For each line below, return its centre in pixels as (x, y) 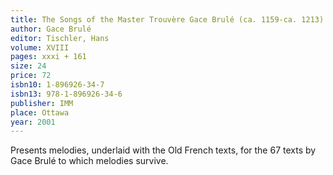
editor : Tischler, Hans (60, 38)
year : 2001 (33, 122)
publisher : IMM (42, 103)
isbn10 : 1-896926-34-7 (57, 85)
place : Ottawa (40, 112)
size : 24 (28, 66)
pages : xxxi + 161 (48, 57)
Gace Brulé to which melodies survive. (89, 161)
